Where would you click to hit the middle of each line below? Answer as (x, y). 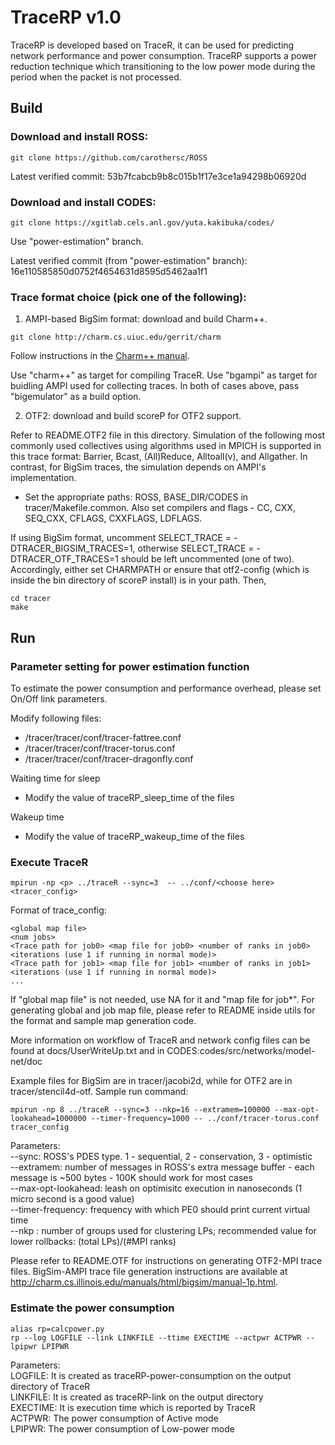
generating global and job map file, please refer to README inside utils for (163, 1010)
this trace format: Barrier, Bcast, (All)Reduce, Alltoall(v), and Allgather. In (159, 457)
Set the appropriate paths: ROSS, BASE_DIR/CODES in (136, 497)
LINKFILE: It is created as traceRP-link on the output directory (137, 1397)
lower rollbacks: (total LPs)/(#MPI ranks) (93, 1242)
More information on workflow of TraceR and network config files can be (160, 1040)
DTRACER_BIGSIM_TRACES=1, (73, 548)
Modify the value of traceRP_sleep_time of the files (129, 797)
